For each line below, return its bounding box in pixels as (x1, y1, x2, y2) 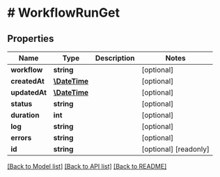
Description (95, 54, 135, 63)
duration (10, 110, 40, 120)
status (10, 99, 33, 109)
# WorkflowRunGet (7, 5, 120, 21)
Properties (7, 33, 54, 45)
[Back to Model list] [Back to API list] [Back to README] (7, 162, 167, 170)
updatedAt (10, 88, 47, 97)
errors (10, 133, 32, 142)
